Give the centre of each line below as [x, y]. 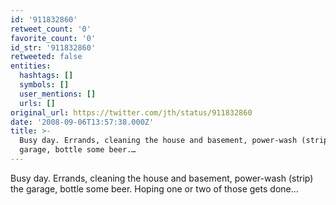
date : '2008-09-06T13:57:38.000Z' [82, 122]
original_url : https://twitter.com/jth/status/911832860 [131, 112]
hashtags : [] [46, 76]
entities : [31, 66]
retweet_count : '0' [51, 29]
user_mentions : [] [58, 94]
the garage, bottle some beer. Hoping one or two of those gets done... [154, 188]
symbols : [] [44, 85]
